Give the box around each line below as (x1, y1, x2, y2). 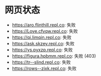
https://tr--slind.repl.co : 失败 (12, 59, 71, 65)
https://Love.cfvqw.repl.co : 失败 (12, 28, 78, 34)
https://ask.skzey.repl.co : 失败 (12, 40, 75, 46)
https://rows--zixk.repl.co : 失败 (12, 65, 77, 71)
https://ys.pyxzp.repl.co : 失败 (12, 47, 73, 53)
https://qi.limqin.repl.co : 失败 (12, 34, 72, 40)
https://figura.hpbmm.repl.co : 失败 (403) (12, 53, 96, 59)
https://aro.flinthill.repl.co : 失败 (12, 22, 76, 28)
